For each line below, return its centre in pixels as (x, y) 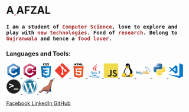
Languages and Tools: (38, 54)
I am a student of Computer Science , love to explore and (92, 27)
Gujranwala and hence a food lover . (59, 38)
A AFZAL (29, 10)
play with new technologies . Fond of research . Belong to (92, 32)
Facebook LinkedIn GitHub (38, 103)
